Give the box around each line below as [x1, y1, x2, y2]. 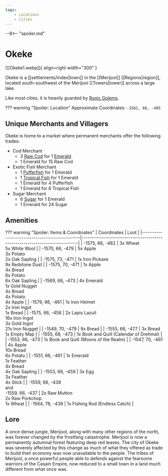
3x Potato [5, 250, 25, 257]
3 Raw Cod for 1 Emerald [20, 153, 71, 159]
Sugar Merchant [12, 191, 46, 197]
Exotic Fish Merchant [12, 164, 56, 170]
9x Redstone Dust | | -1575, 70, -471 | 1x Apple [5, 261, 101, 267]
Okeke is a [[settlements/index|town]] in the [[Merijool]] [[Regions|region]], [5, 75, 161, 81]
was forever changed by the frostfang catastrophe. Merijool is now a [5, 434, 147, 440]
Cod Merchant [12, 148, 43, 154]
